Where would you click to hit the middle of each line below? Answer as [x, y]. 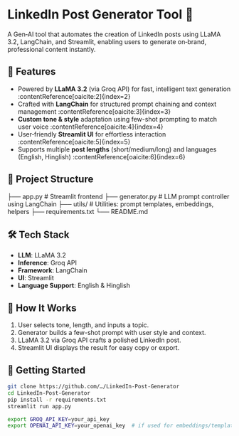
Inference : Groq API [47, 263]
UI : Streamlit [36, 278]
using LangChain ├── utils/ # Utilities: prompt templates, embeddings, [111, 204]
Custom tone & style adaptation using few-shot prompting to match [117, 119]
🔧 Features [32, 71]
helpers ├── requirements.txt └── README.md [78, 211]
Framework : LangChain [52, 270]
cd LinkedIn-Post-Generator [49, 393]
